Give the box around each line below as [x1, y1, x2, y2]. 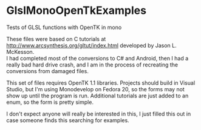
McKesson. [6, 48, 35, 55]
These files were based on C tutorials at [6, 35, 106, 42]
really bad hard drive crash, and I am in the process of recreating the [6, 61, 178, 68]
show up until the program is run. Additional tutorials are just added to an [6, 92, 189, 99]
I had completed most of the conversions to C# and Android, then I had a [6, 54, 189, 62]
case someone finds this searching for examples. [6, 116, 129, 124]
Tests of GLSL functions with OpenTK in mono [6, 24, 122, 31]
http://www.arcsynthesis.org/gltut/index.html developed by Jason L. [6, 42, 177, 49]
